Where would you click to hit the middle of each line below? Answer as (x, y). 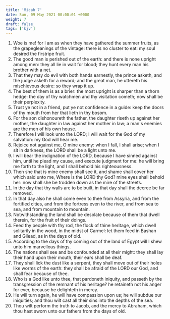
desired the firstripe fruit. (39, 54)
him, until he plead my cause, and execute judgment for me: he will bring (89, 161)
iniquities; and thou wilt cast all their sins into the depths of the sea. (83, 300)
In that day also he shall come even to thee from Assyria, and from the (86, 199)
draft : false (19, 24)
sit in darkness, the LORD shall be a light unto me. (65, 150)
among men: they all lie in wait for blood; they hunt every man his (81, 65)
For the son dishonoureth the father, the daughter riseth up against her (87, 118)
